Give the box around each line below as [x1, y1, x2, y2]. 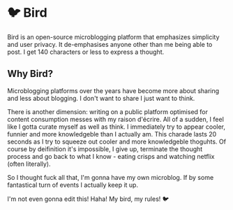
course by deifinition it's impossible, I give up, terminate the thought [7, 144, 203, 153]
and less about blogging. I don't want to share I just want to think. [7, 94, 195, 102]
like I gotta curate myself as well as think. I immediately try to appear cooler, [7, 122, 225, 131]
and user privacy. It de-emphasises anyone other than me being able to [7, 40, 213, 48]
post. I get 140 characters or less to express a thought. [7, 48, 165, 56]
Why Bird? [7, 68, 54, 80]
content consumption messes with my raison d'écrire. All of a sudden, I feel [7, 115, 225, 123]
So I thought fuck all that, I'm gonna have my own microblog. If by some [7, 173, 214, 181]
